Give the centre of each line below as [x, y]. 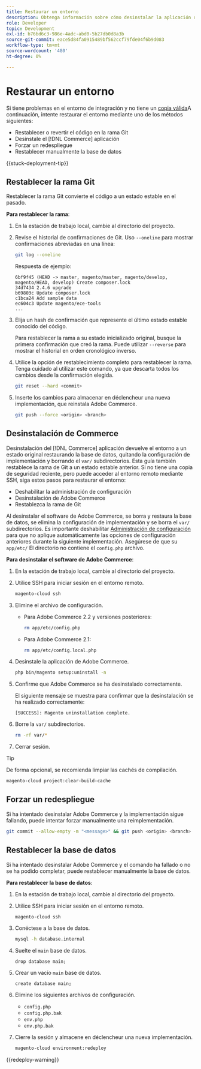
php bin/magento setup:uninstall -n [60, 672]
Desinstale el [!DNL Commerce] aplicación [67, 139]
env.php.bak [39, 1026]
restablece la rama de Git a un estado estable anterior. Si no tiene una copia [100, 467]
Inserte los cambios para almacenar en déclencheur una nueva [92, 398]
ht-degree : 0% [24, 56]
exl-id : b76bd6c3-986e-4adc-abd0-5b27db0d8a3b [65, 34]
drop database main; [40, 962]
